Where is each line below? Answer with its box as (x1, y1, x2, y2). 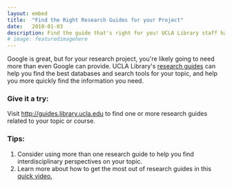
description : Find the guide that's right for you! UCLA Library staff (7, 29, 217, 37)
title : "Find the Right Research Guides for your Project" (7, 17, 184, 23)
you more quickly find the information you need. (7, 77, 144, 85)
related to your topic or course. (7, 117, 95, 125)
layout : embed (7, 10, 48, 17)
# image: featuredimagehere (7, 36, 88, 43)
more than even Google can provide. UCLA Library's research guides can (7, 62, 216, 70)
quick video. (17, 172, 53, 180)
